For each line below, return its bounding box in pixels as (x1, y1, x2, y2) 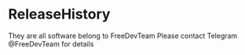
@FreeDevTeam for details (8, 39, 94, 48)
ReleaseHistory (8, 5, 111, 23)
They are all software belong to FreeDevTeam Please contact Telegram (8, 31, 238, 40)
